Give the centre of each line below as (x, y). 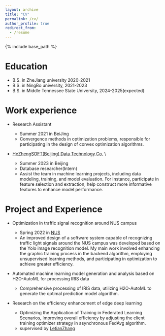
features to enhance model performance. (61, 189)
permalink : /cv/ (22, 19)
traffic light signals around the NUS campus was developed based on (90, 243)
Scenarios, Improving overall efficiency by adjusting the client (82, 318)
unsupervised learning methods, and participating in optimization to (88, 259)
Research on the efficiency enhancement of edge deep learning (77, 303)
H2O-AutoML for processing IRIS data (51, 278)
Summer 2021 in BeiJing (44, 134)
